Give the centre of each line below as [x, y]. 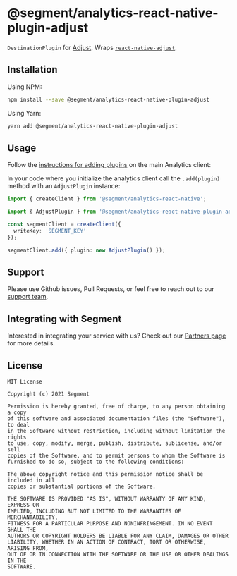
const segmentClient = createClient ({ [64, 225]
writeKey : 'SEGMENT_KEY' [50, 231]
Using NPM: [25, 87]
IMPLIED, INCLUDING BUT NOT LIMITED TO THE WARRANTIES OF [94, 511]
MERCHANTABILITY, [33, 517]
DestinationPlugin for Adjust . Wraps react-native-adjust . [92, 47]
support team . [28, 297]
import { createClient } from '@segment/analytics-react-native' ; [107, 199]
